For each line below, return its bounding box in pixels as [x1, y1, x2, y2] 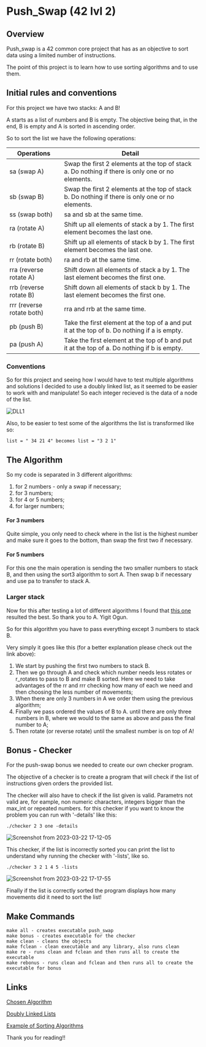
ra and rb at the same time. [64, 255, 142, 264]
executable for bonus [6, 965, 62, 971]
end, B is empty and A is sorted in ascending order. [6, 122, 136, 130]
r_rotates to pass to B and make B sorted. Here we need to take [15, 675, 176, 683]
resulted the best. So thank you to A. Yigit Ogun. [6, 613, 128, 621]
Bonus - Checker [6, 745, 72, 756]
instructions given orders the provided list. [6, 780, 113, 787]
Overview [6, 29, 45, 39]
